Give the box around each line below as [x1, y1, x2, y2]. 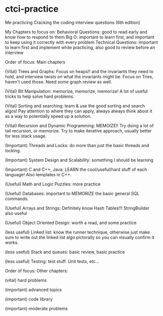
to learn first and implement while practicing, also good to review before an [5, 44, 155, 50]
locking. [5, 148, 21, 153]
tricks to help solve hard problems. [5, 93, 74, 99]
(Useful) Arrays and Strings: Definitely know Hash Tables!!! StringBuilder [5, 205, 150, 211]
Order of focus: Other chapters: [5, 268, 68, 274]
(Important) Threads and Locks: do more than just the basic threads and [5, 142, 149, 148]
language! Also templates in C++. [5, 171, 72, 177]
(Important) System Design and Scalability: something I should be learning [5, 157, 154, 163]
